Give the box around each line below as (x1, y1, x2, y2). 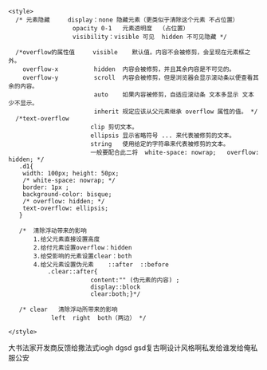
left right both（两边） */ (50, 314, 147, 322)
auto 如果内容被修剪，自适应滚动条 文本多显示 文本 (93, 91, 255, 99)
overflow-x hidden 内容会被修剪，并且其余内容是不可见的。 (22, 65, 236, 73)
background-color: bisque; (22, 191, 112, 199)
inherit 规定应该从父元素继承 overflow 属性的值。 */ (93, 108, 258, 116)
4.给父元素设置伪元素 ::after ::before (33, 261, 169, 269)
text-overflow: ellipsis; (22, 204, 109, 212)
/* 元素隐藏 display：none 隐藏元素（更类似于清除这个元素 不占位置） (15, 16, 239, 24)
